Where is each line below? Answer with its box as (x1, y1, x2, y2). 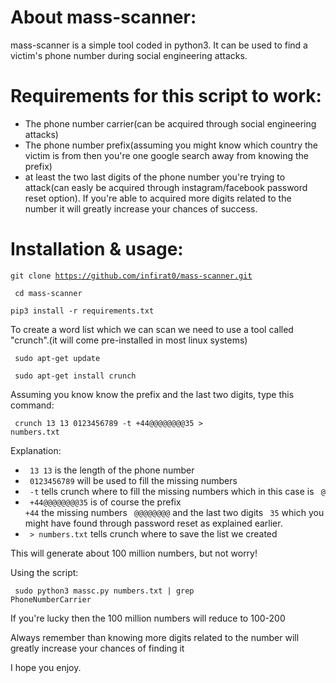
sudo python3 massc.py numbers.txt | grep (14, 586, 195, 596)
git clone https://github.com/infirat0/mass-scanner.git (10, 271, 253, 281)
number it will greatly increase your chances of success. (24, 202, 258, 215)
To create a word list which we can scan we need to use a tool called (10, 323, 294, 335)
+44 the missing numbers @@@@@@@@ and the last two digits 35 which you (24, 506, 325, 518)
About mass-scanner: (10, 6, 197, 29)
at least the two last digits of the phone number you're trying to (24, 171, 286, 183)
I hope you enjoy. (10, 661, 82, 673)
